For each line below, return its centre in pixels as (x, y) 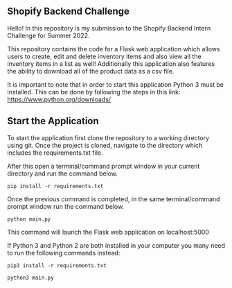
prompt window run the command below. (66, 206)
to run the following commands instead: (64, 253)
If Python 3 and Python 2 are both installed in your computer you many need (116, 245)
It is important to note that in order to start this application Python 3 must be (115, 84)
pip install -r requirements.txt (55, 186)
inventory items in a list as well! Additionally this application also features (111, 63)
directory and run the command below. (62, 173)
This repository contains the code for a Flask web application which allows (114, 49)
